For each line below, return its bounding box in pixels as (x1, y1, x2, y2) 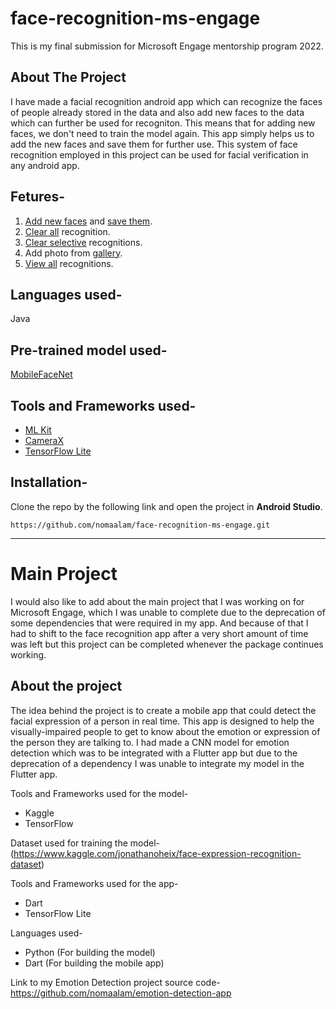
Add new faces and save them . (24, 215, 153, 227)
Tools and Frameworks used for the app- (10, 877, 179, 889)
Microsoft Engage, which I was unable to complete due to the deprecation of (10, 606, 326, 618)
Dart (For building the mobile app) (24, 957, 165, 969)
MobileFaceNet (10, 368, 73, 381)
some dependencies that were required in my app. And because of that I (10, 617, 309, 629)
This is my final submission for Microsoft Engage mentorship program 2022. (10, 40, 324, 52)
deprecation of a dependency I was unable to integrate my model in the (10, 757, 305, 769)
